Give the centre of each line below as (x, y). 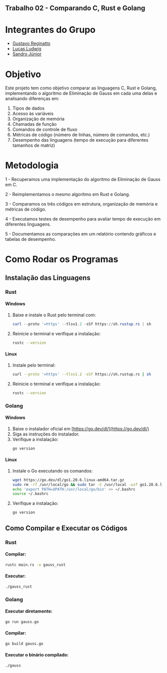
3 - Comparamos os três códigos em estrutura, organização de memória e (82, 204)
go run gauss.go (22, 622)
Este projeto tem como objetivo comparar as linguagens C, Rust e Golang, (81, 88)
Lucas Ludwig (27, 49)
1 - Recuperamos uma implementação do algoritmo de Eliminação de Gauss (83, 180)
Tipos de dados (28, 108)
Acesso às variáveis (33, 114)
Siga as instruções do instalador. (46, 434)
